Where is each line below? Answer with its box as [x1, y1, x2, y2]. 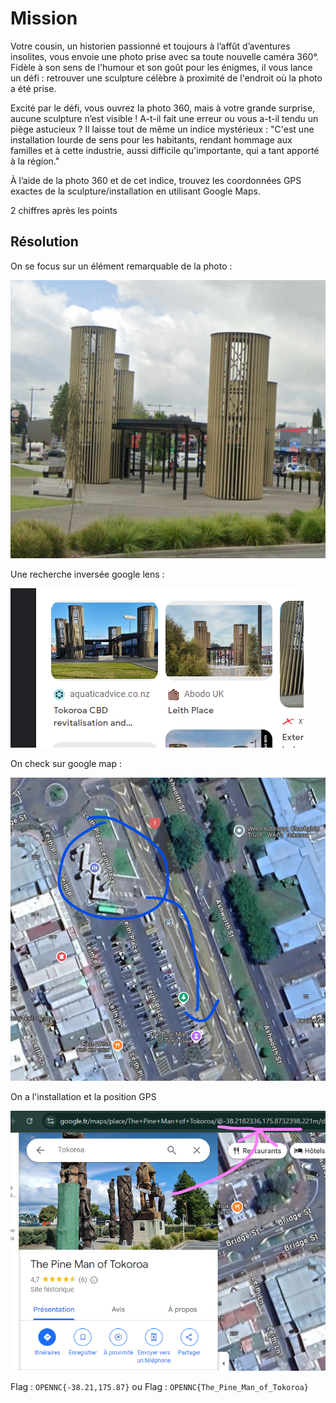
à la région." [10, 155, 60, 167]
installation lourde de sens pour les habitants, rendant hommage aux [10, 133, 293, 146]
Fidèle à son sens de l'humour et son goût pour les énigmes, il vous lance [10, 61, 313, 73]
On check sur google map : [10, 757, 122, 769]
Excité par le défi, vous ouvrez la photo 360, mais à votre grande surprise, [10, 102, 316, 114]
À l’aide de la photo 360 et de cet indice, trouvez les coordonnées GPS [10, 174, 302, 186]
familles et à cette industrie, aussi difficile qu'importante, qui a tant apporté [10, 144, 320, 156]
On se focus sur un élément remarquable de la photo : [10, 260, 233, 272]
